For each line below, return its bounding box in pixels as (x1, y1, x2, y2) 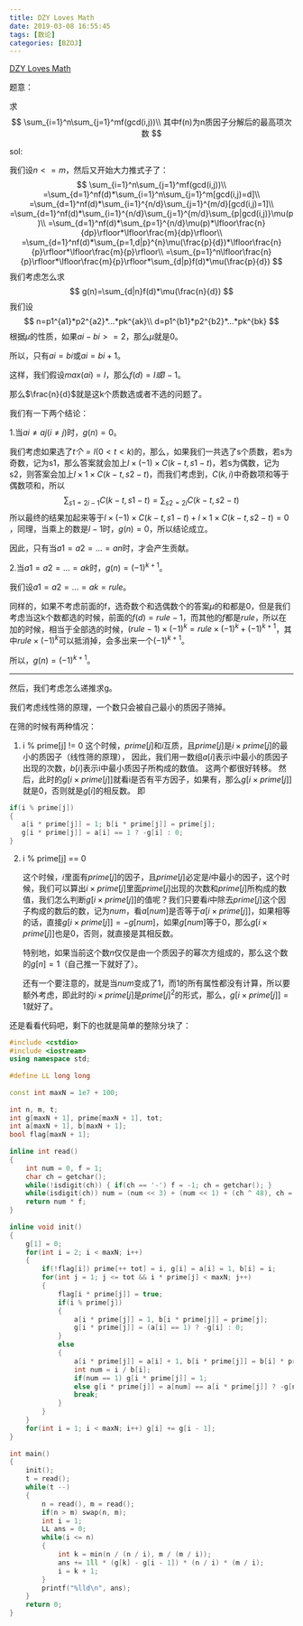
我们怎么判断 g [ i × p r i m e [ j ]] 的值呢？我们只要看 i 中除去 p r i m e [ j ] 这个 (38, 895, 279, 906)
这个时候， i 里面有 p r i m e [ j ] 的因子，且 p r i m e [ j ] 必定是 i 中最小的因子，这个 (22, 872, 282, 883)
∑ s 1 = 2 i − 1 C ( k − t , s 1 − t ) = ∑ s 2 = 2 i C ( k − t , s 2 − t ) (63, 495, 240, 508)
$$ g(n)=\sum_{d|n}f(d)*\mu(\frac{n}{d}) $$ (69, 286, 234, 297)
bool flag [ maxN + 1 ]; (9, 1130, 91, 1139)
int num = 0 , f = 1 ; (25, 1164, 103, 1173)
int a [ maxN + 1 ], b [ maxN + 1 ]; (9, 1121, 127, 1131)
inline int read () (9, 1147, 78, 1157)
